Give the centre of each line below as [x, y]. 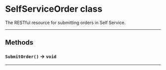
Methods [19, 43]
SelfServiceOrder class [54, 9]
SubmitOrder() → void [31, 56]
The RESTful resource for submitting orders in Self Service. [65, 23]
